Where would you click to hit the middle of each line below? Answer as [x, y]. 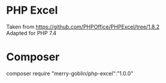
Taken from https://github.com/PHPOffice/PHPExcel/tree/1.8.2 [83, 27]
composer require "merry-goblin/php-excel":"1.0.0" [70, 73]
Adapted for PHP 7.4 [31, 33]
